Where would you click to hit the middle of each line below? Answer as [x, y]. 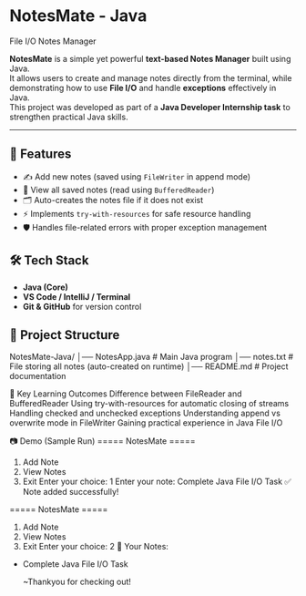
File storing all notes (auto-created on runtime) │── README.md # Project [149, 366]
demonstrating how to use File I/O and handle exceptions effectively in [143, 87]
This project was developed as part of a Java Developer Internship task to [150, 107]
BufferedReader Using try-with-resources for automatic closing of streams [149, 404]
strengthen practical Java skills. [69, 117]
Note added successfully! [71, 492]
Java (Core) [45, 287]
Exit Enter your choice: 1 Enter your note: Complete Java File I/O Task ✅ [157, 482]
